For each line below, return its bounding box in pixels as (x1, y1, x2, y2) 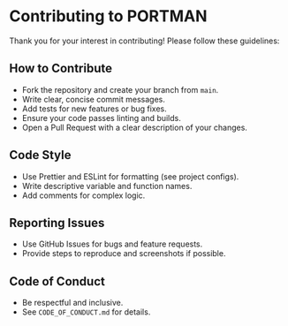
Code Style (9, 148, 72, 163)
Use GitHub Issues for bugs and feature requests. (21, 239, 203, 249)
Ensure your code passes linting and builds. (21, 112, 181, 123)
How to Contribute (9, 61, 113, 76)
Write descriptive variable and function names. (21, 180, 193, 191)
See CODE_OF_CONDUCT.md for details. (21, 307, 151, 317)
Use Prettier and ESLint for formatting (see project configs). (21, 171, 239, 182)
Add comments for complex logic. (21, 190, 146, 201)
